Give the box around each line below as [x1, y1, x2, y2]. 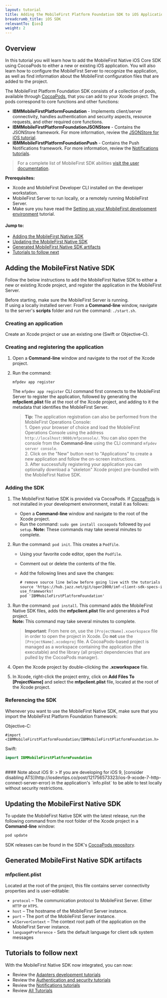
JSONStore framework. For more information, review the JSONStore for [12, 129, 159, 135]
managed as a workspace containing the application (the [24, 644, 142, 650]
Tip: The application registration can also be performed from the [24, 414, 158, 420]
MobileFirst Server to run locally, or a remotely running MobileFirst [12, 195, 149, 201]
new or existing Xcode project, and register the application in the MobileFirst [5, 282, 162, 288]
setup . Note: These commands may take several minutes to [19, 526, 142, 532]
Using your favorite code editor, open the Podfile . [19, 551, 122, 557]
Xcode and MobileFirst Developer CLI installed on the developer [12, 184, 143, 190]
